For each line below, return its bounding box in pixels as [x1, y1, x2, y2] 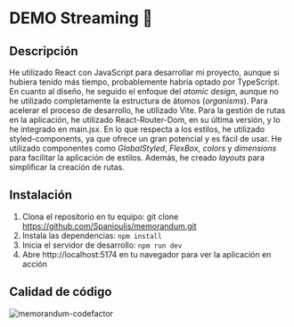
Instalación [9, 187, 73, 203]
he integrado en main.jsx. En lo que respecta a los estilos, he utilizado [9, 124, 265, 135]
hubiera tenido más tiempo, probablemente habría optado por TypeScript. [9, 77, 281, 87]
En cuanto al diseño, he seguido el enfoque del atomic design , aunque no [9, 86, 279, 96]
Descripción [9, 44, 78, 59]
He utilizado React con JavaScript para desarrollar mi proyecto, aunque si [9, 67, 280, 78]
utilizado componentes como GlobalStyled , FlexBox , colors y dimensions [9, 143, 277, 153]
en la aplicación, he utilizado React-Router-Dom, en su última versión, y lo [9, 115, 281, 125]
